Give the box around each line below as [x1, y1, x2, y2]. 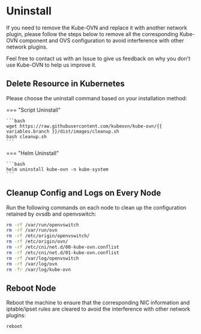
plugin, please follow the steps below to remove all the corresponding [6, 30, 179, 37]
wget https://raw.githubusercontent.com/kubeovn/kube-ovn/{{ [6, 123, 163, 129]
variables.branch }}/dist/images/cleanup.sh [6, 128, 119, 135]
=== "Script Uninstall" [6, 106, 61, 114]
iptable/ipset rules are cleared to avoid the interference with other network [6, 305, 191, 313]
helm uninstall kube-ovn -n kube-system [6, 166, 109, 172]
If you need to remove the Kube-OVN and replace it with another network [6, 24, 188, 31]
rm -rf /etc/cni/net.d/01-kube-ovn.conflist [6, 249, 119, 256]
